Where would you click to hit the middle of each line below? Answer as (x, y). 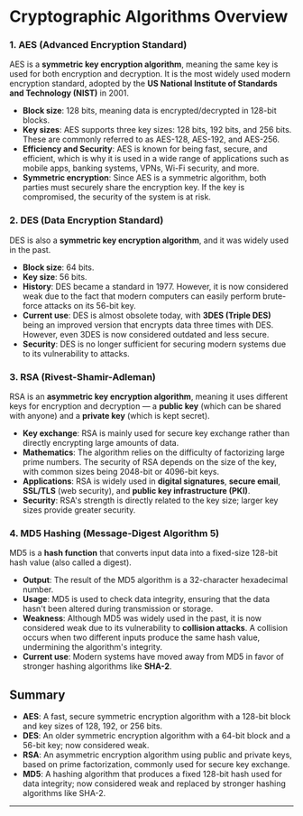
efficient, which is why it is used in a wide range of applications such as (156, 159)
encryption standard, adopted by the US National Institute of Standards (143, 84)
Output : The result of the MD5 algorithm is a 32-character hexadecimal (155, 580)
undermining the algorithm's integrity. (92, 647)
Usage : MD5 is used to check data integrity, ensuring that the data (146, 599)
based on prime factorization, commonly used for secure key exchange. (156, 765)
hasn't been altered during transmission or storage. (118, 609)
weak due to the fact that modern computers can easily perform (142, 296)
